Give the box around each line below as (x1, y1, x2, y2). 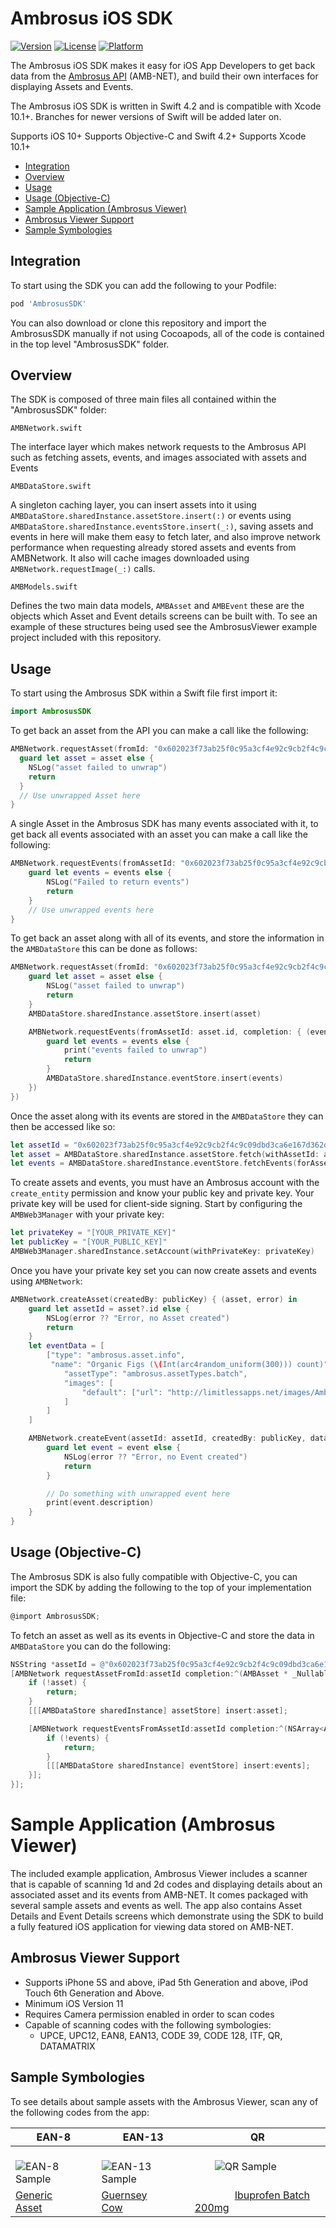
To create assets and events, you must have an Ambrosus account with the (10, 1177, 320, 1189)
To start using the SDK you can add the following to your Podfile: (10, 279, 277, 291)
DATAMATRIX (39, 2040, 96, 2052)
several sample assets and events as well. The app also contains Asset (10, 1900, 302, 1911)
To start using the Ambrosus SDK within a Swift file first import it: (10, 687, 278, 699)
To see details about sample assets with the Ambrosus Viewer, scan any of (10, 2095, 319, 2107)
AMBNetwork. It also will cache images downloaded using (10, 552, 250, 564)
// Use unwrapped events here (28, 905, 155, 915)
